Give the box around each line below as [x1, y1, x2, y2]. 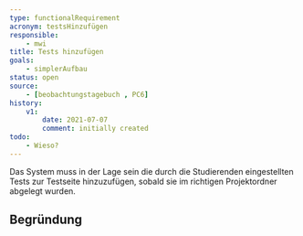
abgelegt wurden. [9, 185, 76, 197]
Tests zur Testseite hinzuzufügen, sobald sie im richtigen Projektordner [9, 176, 277, 187]
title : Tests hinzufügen [9, 48, 104, 57]
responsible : [9, 30, 59, 39]
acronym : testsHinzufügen [9, 22, 108, 31]
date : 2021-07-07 [42, 115, 108, 124]
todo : [9, 133, 30, 142]
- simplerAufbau [26, 65, 89, 74]
